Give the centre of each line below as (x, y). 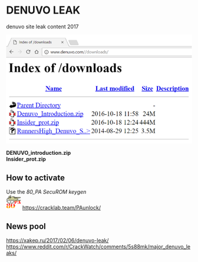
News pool (26, 226)
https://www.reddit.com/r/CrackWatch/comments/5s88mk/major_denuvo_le (98, 246)
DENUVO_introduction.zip (39, 153)
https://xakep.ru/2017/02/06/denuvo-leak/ (57, 240)
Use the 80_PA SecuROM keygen (46, 192)
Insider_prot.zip (26, 159)
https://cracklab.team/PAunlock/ (62, 208)
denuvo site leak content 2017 (42, 26)
